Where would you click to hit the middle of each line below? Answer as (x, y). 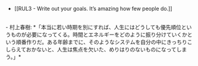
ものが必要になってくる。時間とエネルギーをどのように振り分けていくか (99, 34)
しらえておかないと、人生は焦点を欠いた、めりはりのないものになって (91, 49)
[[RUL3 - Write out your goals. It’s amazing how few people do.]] (93, 9)
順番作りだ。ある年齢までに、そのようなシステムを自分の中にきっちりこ (104, 42)
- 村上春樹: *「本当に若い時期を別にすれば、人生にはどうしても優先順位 (94, 27)
